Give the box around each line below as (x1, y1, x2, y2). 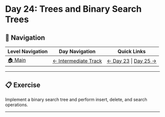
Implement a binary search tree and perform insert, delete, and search (5, 96, 147, 102)
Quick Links (117, 48, 146, 55)
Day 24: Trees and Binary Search (5, 3, 142, 15)
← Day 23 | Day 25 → (107, 58, 157, 64)
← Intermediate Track (52, 58, 102, 64)
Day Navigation (58, 48, 96, 55)
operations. (5, 102, 28, 108)
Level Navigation (7, 48, 48, 55)
